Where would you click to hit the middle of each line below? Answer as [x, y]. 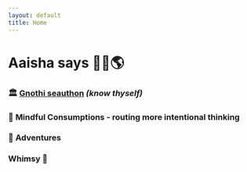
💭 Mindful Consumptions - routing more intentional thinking [124, 116]
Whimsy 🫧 [28, 159]
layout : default [35, 15]
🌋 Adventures [35, 138]
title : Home [27, 23]
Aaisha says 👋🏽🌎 [66, 63]
